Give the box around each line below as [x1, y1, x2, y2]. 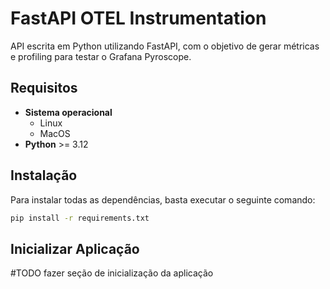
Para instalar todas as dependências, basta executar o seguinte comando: [10, 193, 316, 206]
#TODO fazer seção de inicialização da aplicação [10, 267, 214, 279]
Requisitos [10, 80, 78, 97]
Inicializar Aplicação [10, 240, 140, 257]
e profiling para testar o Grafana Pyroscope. [10, 50, 192, 62]
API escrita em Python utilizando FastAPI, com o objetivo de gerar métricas [10, 40, 320, 52]
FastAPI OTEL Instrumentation [10, 7, 267, 30]
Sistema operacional [24, 106, 113, 118]
